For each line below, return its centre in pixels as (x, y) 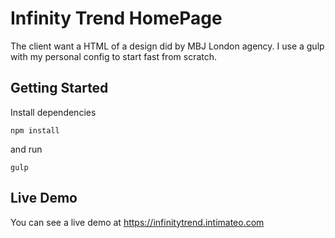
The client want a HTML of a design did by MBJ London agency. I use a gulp (167, 46)
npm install (35, 130)
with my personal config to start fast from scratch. (114, 56)
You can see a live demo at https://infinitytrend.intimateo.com (137, 222)
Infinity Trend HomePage (116, 18)
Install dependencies (53, 112)
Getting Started (59, 88)
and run (26, 149)
